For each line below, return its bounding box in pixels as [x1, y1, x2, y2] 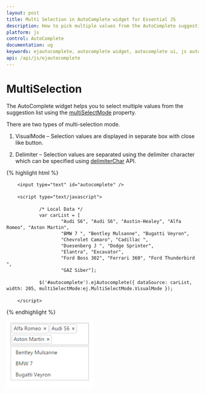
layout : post [6, 10, 40, 16]
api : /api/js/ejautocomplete [6, 55, 81, 61]
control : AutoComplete [6, 35, 64, 42]
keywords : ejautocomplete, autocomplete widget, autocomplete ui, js [6, 49, 187, 55]
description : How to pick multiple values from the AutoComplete [6, 23, 176, 29]
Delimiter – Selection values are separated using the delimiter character [15, 150, 195, 158]
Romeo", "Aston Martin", [6, 224, 70, 230]
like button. [15, 139, 44, 146]
